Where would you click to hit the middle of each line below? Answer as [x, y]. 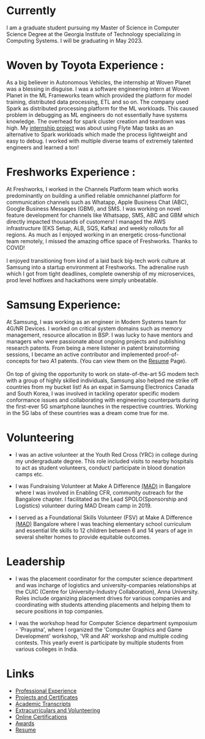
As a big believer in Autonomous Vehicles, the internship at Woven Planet [99, 82]
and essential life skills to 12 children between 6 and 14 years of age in [104, 530]
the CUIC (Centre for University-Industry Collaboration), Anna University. [107, 591]
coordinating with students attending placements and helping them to [103, 604]
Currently [31, 11]
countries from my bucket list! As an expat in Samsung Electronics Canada [100, 387]
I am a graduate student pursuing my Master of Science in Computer [93, 28]
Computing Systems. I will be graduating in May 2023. [75, 40]
